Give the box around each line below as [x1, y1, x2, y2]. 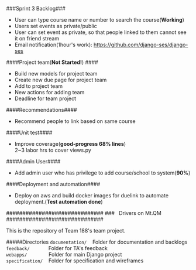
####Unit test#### [6, 129, 53, 136]
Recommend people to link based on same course [14, 118, 136, 125]
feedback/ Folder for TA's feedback [6, 245, 108, 251]
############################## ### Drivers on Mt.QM [6, 210, 162, 216]
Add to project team [14, 83, 63, 90]
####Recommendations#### [6, 107, 77, 113]
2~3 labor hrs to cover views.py [14, 146, 92, 153]
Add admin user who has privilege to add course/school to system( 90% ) [14, 169, 191, 176]
